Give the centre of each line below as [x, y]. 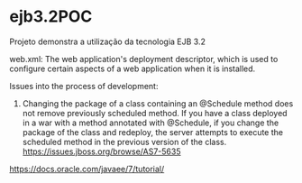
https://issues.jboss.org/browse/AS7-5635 [101, 151]
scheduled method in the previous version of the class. [124, 142]
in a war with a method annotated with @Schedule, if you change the [151, 123]
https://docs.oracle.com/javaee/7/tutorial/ [87, 169]
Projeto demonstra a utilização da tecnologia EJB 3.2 [107, 41]
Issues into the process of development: [84, 86]
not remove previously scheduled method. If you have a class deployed [155, 113]
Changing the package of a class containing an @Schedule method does [158, 103]
